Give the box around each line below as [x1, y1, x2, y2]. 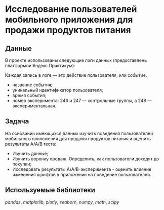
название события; [12, 82, 53, 88]
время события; [12, 93, 46, 98]
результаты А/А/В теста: [5, 141, 57, 147]
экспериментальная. [12, 103, 57, 108]
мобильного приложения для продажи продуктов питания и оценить [5, 135, 151, 142]
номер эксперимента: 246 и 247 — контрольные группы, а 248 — [12, 98, 152, 104]
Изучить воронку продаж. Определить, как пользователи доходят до [12, 156, 159, 161]
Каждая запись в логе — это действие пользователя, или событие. [5, 72, 147, 78]
